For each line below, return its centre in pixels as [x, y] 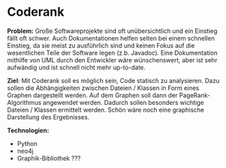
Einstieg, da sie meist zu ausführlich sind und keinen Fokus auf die [101, 45]
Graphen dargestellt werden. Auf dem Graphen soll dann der [92, 95]
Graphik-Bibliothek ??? [49, 158]
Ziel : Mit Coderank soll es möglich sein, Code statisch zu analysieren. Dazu [113, 80]
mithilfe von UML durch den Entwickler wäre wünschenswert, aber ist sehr [112, 60]
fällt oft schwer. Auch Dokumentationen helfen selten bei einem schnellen [111, 38]
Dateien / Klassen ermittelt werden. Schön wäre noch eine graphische [106, 110]
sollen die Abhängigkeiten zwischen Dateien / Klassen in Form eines [103, 88]
